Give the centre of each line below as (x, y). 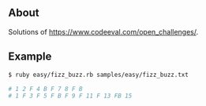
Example (30, 57)
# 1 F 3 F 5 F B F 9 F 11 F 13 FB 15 (70, 96)
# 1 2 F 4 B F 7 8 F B (45, 89)
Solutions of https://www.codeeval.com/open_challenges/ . (103, 31)
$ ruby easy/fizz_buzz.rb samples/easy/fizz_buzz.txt (99, 75)
